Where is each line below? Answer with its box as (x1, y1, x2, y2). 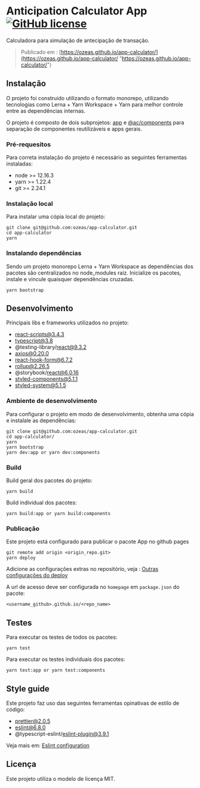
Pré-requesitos (6, 140, 51, 148)
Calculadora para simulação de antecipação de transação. (6, 37, 150, 44)
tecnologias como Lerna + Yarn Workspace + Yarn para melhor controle (6, 101, 183, 108)
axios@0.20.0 (14, 350, 50, 357)
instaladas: (6, 160, 33, 167)
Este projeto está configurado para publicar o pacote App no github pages (6, 538, 189, 545)
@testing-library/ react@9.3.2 (14, 344, 87, 351)
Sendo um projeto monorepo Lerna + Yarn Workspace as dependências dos (6, 263, 194, 270)
